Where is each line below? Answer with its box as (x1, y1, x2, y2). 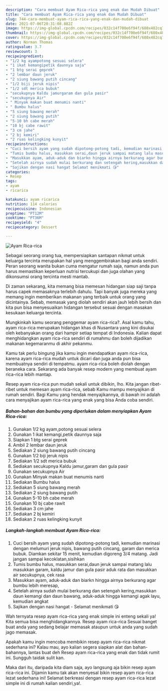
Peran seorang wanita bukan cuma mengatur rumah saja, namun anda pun (5, 263, 159, 269)
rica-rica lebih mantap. (5, 371, 53, 377)
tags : (5, 179, 17, 184)
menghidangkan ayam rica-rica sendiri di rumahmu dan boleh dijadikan (5, 335, 152, 341)
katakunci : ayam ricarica (5, 197, 59, 202)
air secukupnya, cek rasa (12, 571, 65, 578)
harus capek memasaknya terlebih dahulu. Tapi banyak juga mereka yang (5, 288, 157, 294)
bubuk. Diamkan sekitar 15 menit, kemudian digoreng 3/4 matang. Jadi (12, 551, 159, 556)
